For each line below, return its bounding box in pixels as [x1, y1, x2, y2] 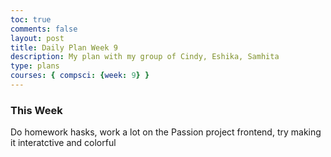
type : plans [10, 61, 60, 71]
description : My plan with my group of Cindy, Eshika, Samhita [10, 52, 280, 62]
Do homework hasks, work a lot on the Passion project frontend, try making [10, 126, 322, 138]
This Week [10, 103, 63, 117]
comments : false [10, 24, 78, 34]
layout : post [10, 33, 65, 43]
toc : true [10, 14, 52, 25]
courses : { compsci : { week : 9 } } [10, 71, 150, 81]
